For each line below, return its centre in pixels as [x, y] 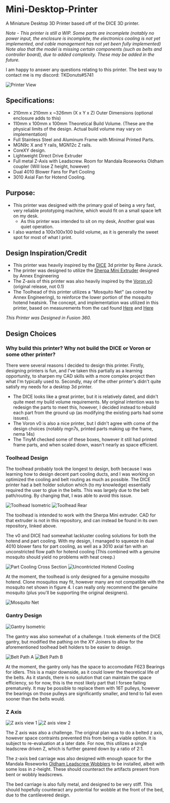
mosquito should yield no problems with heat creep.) [61, 557]
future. [13, 60]
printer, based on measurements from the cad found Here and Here [83, 308]
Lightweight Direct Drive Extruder [48, 155]
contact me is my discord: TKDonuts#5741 [50, 75]
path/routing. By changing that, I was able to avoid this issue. [69, 496]
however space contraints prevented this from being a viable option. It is [81, 738]
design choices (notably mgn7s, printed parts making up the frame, [83, 429]
